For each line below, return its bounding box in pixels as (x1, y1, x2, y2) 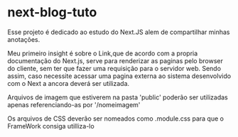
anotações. (7, 35, 40, 43)
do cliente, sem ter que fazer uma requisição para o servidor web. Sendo (7, 64, 222, 72)
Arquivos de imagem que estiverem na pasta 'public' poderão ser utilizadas (7, 93, 229, 102)
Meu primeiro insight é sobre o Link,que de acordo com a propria (7, 49, 198, 57)
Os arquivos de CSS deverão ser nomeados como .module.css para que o (7, 114, 224, 123)
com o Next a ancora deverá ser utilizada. (7, 79, 130, 87)
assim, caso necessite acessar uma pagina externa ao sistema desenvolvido (7, 72, 232, 80)
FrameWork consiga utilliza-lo (7, 121, 94, 130)
